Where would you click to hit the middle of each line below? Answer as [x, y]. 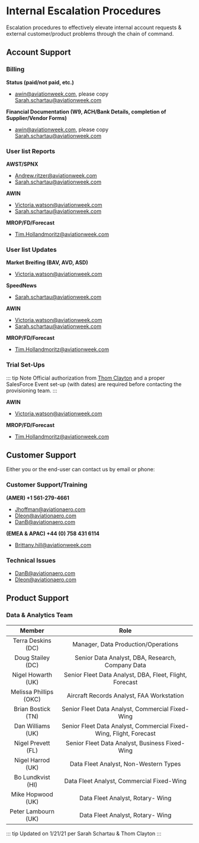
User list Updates [32, 250]
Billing [15, 70]
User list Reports [31, 151]
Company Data [125, 665]
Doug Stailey [32, 658]
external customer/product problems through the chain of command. [90, 33]
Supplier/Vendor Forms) [36, 118]
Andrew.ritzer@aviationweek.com [56, 175]
